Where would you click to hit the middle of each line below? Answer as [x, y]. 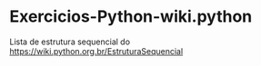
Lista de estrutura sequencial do [70, 42]
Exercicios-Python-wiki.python [131, 17]
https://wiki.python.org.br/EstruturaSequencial [96, 51]
